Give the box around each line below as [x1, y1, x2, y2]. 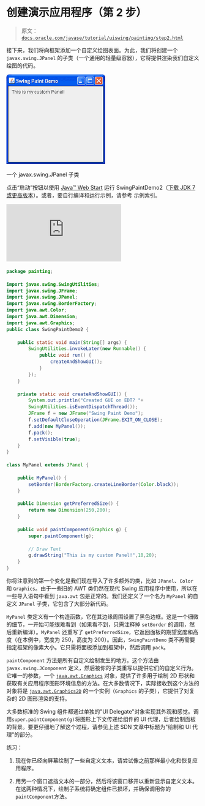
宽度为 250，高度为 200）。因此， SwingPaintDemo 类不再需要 [43, 636, 195, 643]
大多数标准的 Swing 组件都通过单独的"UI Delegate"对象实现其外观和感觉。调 [6, 708, 199, 715]
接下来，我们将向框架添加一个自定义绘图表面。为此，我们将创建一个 [6, 47, 178, 54]
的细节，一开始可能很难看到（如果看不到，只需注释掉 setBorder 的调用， [6, 621, 190, 628]
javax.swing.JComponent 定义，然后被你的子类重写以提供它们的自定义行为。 [6, 665, 197, 672]
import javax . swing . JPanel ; [6, 294, 78, 300]
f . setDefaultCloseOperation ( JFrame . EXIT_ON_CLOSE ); [28, 417, 163, 423]
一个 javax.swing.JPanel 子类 [6, 171, 80, 178]
